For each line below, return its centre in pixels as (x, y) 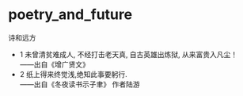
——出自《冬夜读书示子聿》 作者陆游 (80, 84)
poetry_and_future (70, 15)
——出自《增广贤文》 (54, 64)
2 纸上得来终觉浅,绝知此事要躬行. (74, 74)
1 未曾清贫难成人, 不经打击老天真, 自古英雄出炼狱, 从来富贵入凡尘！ (129, 54)
